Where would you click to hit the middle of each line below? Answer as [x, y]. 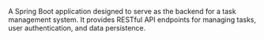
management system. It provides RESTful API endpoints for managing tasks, [132, 20]
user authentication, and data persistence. [77, 28]
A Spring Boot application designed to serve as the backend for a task [122, 11]
